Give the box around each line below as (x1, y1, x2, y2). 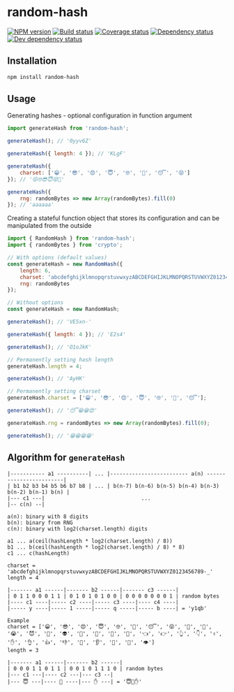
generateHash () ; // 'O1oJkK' (7, 343, 92, 350)
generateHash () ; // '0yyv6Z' (7, 138, 92, 145)
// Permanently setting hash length (7, 356, 114, 363)
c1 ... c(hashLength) (7, 549, 70, 556)
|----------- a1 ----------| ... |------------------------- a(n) (7, 470, 204, 477)
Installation (7, 55, 57, 67)
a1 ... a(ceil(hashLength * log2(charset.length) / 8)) (7, 538, 173, 545)
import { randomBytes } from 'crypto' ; (7, 242, 123, 249)
